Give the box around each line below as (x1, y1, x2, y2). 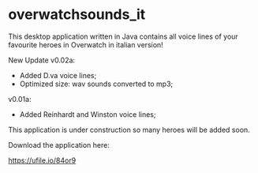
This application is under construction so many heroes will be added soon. (8, 125, 250, 134)
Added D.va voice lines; (19, 70, 97, 80)
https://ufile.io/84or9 (8, 156, 77, 165)
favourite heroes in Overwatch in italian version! (8, 39, 163, 49)
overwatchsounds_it (8, 6, 146, 24)
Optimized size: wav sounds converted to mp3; (19, 79, 174, 88)
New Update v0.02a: (8, 55, 76, 65)
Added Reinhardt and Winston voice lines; (19, 109, 156, 119)
